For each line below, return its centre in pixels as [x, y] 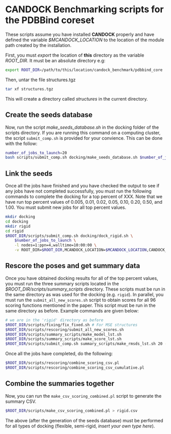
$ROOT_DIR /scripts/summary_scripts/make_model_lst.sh [64, 334]
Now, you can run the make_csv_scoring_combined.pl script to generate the [83, 396]
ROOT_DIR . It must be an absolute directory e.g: [55, 60]
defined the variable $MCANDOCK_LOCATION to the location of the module [85, 40]
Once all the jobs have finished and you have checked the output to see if [82, 186]
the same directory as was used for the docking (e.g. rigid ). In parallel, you [84, 294]
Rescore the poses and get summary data [73, 266]
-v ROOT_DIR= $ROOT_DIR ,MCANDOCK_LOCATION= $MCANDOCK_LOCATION [80, 250]
